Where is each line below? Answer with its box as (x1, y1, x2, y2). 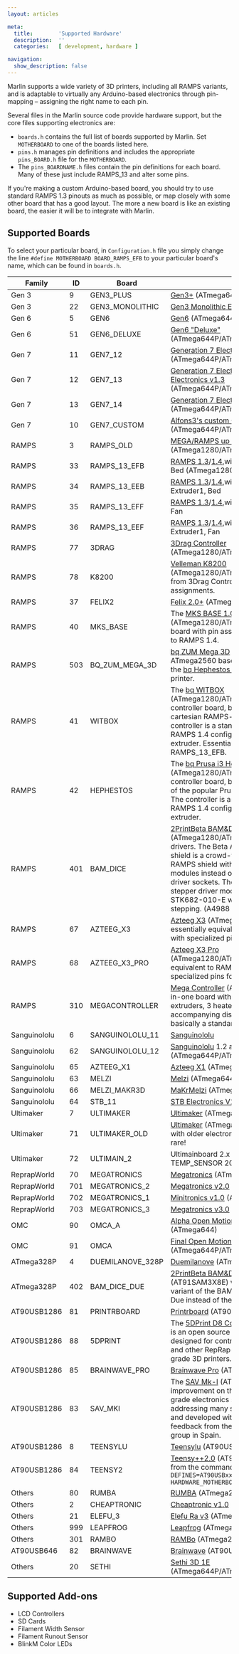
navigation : (7, 56, 43, 63)
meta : (7, 23, 23, 31)
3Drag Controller (170, 538, 227, 548)
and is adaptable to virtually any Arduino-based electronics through (7, 90, 206, 98)
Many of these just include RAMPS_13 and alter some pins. (17, 170, 189, 179)
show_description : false (14, 63, 87, 70)
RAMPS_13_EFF (90, 502, 144, 511)
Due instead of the (170, 1295, 233, 1305)
